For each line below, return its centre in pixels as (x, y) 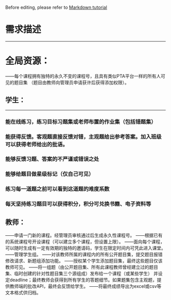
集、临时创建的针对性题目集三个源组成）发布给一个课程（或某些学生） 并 (82, 274)
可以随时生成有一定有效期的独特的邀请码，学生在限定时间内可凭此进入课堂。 (85, 248)
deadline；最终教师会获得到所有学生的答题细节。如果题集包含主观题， (83, 280)
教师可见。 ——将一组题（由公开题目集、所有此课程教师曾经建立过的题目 (82, 267)
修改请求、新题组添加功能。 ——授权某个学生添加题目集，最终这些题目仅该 (84, 261)
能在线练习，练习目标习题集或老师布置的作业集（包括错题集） (81, 122)
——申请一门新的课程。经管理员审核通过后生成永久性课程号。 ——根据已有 (84, 235)
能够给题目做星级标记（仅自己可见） (50, 174)
